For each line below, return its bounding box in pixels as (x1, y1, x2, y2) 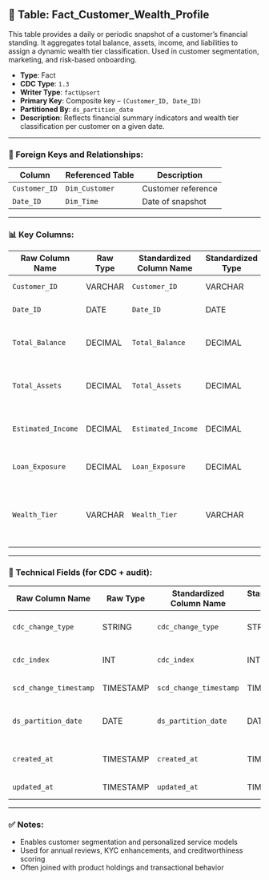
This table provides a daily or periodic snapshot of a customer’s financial (8, 29, 248, 38)
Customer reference (142, 183, 218, 195)
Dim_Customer (65, 184, 115, 193)
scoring (19, 854, 46, 863)
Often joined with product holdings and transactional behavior (19, 862, 224, 872)
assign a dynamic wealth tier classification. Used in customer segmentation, (8, 46, 259, 56)
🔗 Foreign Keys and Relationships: (8, 149, 144, 160)
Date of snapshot (142, 196, 207, 207)
